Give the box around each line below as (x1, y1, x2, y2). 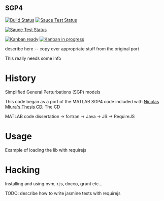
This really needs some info (5, 55, 62, 61)
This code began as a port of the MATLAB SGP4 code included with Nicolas (5, 98, 159, 104)
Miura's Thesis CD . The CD (5, 104, 60, 110)
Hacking (5, 164, 40, 175)
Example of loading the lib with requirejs (5, 147, 87, 153)
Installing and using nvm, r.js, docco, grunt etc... (5, 180, 102, 187)
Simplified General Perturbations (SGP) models (5, 89, 100, 95)
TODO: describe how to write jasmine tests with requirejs (5, 190, 121, 196)
